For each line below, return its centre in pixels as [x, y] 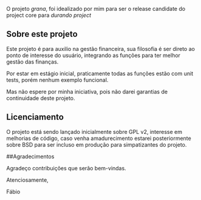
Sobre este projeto [42, 34]
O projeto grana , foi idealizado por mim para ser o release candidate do [96, 9]
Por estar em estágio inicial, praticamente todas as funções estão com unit [100, 73]
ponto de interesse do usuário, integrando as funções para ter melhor [94, 55]
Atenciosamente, [27, 180]
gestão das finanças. [32, 62]
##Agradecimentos [30, 156]
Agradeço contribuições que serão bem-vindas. [66, 168]
